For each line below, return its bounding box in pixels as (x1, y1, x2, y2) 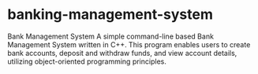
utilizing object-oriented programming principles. (7, 57, 166, 66)
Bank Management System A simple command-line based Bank (7, 31, 215, 41)
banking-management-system (7, 6, 214, 24)
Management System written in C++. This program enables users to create (7, 39, 251, 49)
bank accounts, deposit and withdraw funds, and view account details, (7, 48, 237, 57)
